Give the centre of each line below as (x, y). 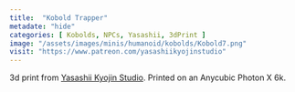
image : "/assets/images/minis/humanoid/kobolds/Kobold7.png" (128, 43)
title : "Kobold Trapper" (58, 18)
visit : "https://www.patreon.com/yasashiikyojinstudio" (118, 52)
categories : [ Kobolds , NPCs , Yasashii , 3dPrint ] (108, 35)
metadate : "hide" (42, 26)
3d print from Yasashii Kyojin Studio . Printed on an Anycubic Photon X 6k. (147, 77)
